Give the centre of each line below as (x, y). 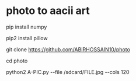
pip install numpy (27, 27)
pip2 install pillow (27, 38)
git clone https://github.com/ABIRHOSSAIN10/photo (68, 49)
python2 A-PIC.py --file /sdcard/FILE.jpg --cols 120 (68, 72)
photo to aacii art (48, 11)
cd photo (17, 61)
